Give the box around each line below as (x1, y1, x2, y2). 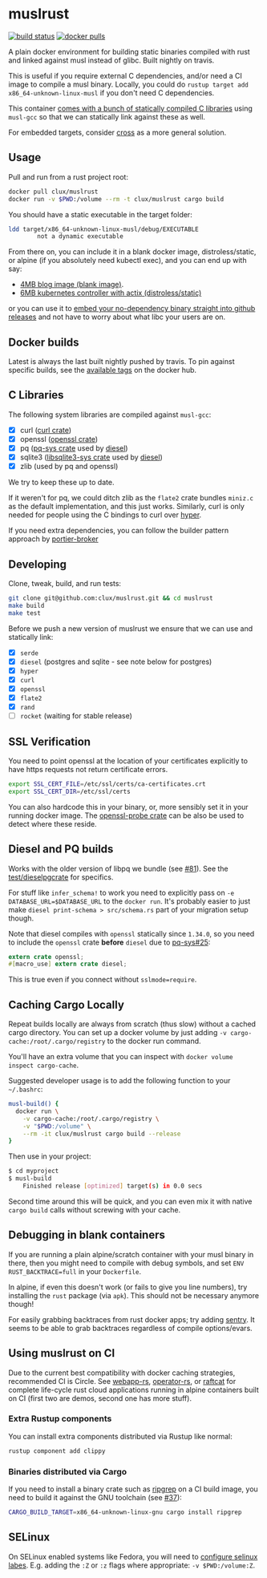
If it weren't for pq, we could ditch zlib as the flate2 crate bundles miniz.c (8, 493, 254, 503)
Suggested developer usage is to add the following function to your (8, 1076, 231, 1086)
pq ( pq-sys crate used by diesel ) (19, 443, 128, 453)
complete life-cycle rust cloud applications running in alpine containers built (8, 1385, 259, 1394)
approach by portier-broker (8, 534, 99, 544)
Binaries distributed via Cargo (8, 1466, 127, 1477)
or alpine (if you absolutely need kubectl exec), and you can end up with (8, 256, 247, 265)
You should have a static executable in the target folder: (8, 209, 192, 219)
